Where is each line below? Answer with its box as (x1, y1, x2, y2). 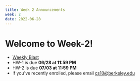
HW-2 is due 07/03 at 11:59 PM (12, 65, 77, 71)
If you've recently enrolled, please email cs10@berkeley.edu (12, 70, 135, 76)
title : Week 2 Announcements (5, 7, 65, 12)
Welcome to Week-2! (5, 38, 93, 49)
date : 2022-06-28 (5, 16, 41, 21)
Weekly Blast (12, 54, 39, 60)
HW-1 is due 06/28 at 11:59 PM (12, 60, 76, 66)
